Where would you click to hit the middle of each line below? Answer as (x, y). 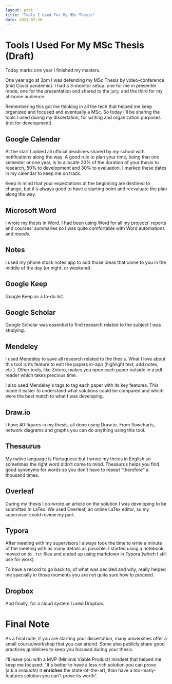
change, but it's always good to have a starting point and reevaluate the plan (86, 189)
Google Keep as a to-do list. (35, 296)
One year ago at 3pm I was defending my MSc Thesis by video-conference (85, 80)
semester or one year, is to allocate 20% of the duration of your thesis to (82, 163)
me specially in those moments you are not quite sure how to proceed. (80, 575)
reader (12, 375)
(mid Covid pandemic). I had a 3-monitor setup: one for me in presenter (81, 86)
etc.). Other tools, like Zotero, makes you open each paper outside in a (80, 370)
